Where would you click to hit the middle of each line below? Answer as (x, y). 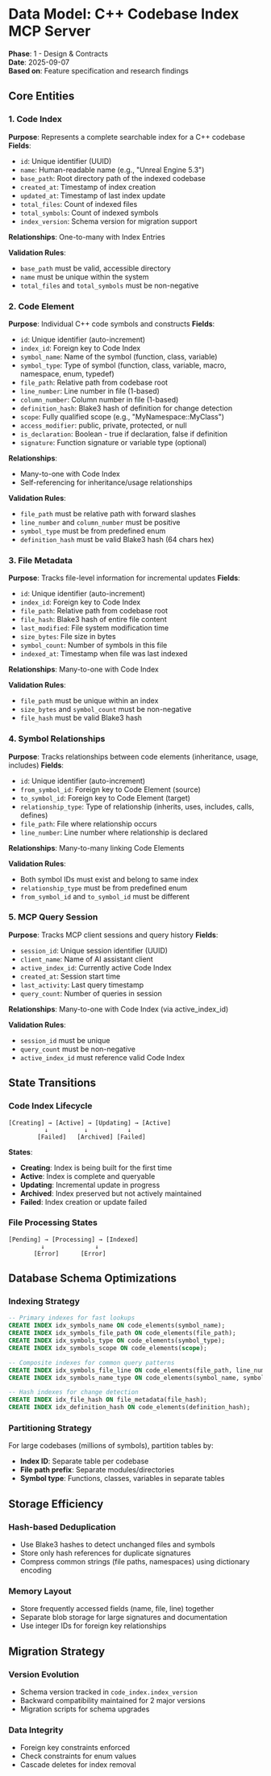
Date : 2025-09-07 (39, 62)
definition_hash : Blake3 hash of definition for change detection (126, 408)
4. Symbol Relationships (57, 739)
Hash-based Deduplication (62, 1526)
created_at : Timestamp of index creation (88, 187)
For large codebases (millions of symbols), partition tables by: (111, 1446)
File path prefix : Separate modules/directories (97, 1470)
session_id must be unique (65, 1040)
